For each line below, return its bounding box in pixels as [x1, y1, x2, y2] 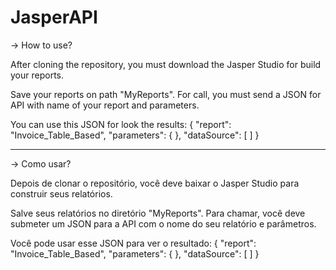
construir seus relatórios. [10, 187, 113, 200]
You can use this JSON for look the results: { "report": [10, 118, 232, 130]
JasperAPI [10, 6, 98, 29]
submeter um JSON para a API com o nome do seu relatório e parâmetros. [10, 217, 317, 230]
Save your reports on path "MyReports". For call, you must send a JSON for [10, 88, 322, 100]
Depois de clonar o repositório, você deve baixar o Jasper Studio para [10, 177, 300, 189]
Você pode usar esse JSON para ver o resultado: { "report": [10, 237, 257, 249]
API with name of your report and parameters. [10, 99, 200, 111]
